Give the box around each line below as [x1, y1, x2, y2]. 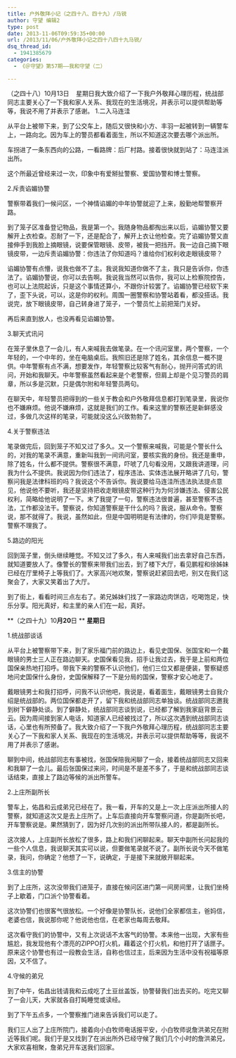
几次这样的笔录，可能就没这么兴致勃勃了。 [31, 412, 155, 420]
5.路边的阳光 [7, 536, 44, 544]
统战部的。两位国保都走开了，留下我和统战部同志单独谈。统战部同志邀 [19, 696, 223, 705]
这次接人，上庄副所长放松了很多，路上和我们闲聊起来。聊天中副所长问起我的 [7, 835, 229, 843]
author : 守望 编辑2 [7, 17, 60, 24]
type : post [7, 23, 39, 30]
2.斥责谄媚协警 [7, 184, 51, 192]
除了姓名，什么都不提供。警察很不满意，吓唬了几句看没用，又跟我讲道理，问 [7, 459, 229, 468]
